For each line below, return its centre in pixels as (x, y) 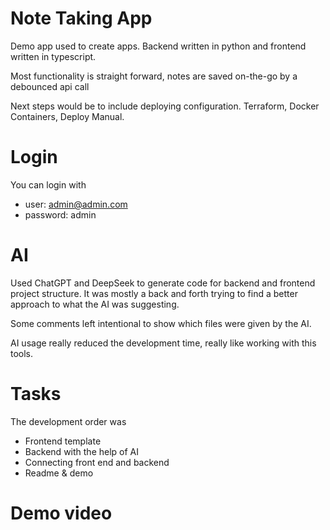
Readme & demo (59, 473)
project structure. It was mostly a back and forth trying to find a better (154, 293)
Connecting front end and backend (97, 462)
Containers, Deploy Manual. (67, 116)
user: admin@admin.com (76, 204)
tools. (22, 353)
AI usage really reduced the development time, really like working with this (163, 343)
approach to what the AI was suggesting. (95, 304)
